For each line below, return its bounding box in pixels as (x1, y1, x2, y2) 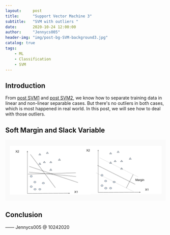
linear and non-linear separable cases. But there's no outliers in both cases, (5, 100, 164, 106)
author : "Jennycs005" (5, 30, 60, 35)
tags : (5, 46, 17, 51)
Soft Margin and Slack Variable (5, 126, 105, 134)
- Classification (14, 56, 51, 62)
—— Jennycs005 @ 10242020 (5, 224, 70, 230)
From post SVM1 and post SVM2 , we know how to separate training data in (5, 95, 162, 101)
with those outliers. (5, 111, 46, 117)
